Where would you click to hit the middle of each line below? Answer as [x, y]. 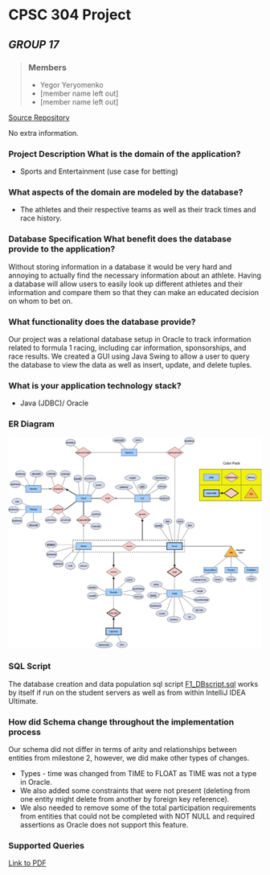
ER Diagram [31, 424]
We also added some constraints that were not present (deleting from [135, 791]
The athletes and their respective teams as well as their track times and [138, 210]
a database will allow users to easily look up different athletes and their [126, 284]
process [25, 732]
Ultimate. [23, 700]
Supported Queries [47, 846]
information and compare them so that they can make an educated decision [134, 292]
